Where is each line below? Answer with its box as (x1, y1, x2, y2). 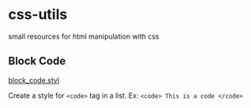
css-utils (8, 6, 68, 24)
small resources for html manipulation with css (8, 32, 159, 41)
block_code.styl (8, 75, 60, 84)
